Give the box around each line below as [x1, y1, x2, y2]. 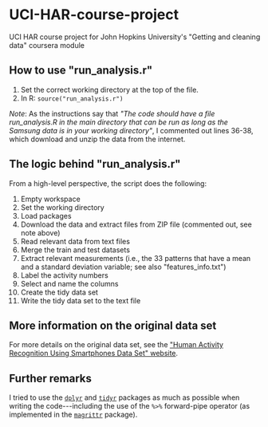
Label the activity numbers [20, 270, 108, 280]
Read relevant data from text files [20, 236, 131, 246]
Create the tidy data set [20, 287, 99, 297]
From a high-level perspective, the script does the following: [9, 178, 207, 188]
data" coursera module [9, 40, 85, 49]
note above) [20, 227, 61, 237]
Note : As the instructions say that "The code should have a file [9, 109, 215, 118]
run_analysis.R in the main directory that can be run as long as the [9, 117, 228, 127]
